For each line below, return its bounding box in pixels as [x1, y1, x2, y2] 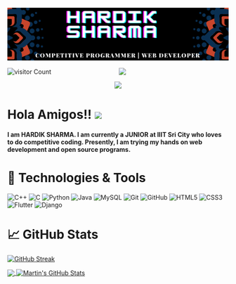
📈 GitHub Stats [7, 226, 99, 243]
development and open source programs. [7, 145, 131, 153]
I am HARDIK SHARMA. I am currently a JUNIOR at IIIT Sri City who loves [7, 130, 222, 138]
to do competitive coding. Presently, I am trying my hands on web [7, 138, 202, 146]
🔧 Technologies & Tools [7, 170, 146, 186]
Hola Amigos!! [7, 107, 93, 123]
